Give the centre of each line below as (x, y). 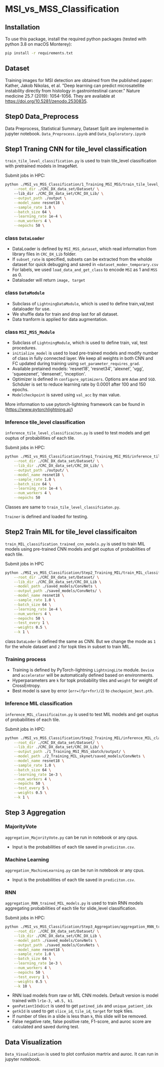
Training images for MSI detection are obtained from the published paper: (79, 80)
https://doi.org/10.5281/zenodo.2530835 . (46, 101)
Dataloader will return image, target (49, 280)
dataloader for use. (31, 309)
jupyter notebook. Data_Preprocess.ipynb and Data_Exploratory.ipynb (75, 133)
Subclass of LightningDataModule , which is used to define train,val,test (83, 303)
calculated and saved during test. (46, 1027)
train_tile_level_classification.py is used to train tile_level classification (81, 161)
